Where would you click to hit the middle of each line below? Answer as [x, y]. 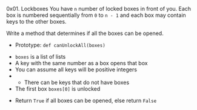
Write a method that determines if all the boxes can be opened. [85, 33]
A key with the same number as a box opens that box [81, 63]
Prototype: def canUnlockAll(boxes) [60, 45]
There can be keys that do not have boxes [77, 82]
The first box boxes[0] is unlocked [58, 89]
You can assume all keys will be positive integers [76, 70]
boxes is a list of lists [40, 57]
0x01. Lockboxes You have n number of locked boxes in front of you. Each [99, 9]
